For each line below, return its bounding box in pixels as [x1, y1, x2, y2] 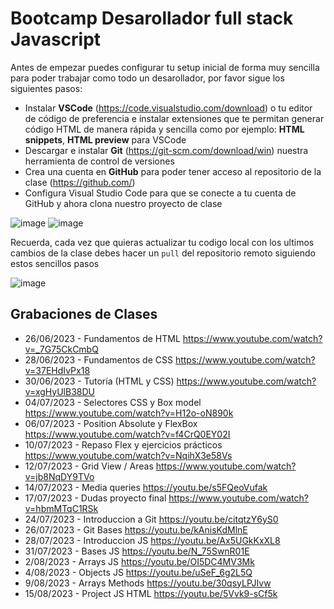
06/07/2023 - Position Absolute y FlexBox [24, 417, 198, 429]
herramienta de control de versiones [24, 155, 175, 167]
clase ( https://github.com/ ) [24, 176, 136, 188]
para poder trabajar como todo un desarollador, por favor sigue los [10, 72, 285, 84]
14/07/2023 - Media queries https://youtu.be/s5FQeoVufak [24, 481, 268, 493]
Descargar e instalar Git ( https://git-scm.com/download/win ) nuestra [24, 144, 309, 156]
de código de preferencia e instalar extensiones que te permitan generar [24, 112, 325, 124]
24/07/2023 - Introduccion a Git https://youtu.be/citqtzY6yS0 [24, 513, 279, 525]
